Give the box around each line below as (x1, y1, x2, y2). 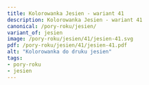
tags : (7, 55, 23, 62)
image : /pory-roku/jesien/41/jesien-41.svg (7, 36, 134, 42)
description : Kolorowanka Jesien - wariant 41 (7, 16, 143, 23)
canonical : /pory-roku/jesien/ (7, 23, 97, 29)
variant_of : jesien (7, 29, 63, 36)
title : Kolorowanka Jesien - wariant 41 (7, 10, 125, 17)
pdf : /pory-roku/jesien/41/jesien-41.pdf (7, 42, 128, 49)
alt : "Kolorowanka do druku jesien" (7, 49, 112, 56)
